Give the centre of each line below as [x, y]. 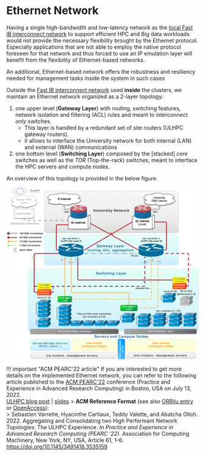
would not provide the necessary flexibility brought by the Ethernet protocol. [102, 40]
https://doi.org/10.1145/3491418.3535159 [57, 446]
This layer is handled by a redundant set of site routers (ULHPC [104, 127]
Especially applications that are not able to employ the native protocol [94, 47]
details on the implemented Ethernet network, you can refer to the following [101, 375]
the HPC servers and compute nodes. [63, 166]
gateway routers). [46, 134]
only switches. [33, 121]
